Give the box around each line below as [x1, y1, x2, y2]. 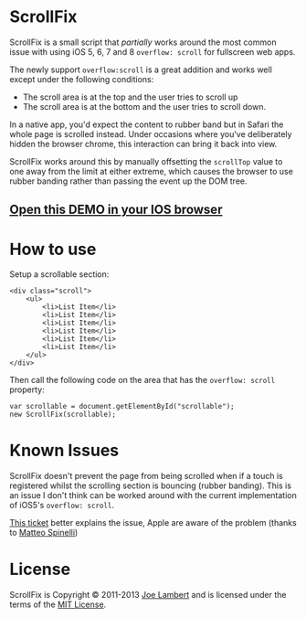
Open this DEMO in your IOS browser [9, 202, 223, 218]
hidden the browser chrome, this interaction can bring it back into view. [9, 138, 278, 149]
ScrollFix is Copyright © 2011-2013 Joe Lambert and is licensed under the [9, 590, 287, 601]
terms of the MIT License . [9, 599, 107, 610]
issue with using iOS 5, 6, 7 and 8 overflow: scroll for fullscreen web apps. [9, 46, 296, 57]
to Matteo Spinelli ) [9, 527, 79, 538]
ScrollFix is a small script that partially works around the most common [9, 37, 277, 48]
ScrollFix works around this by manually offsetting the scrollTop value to [9, 155, 283, 166]
